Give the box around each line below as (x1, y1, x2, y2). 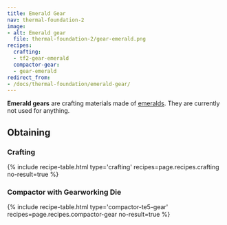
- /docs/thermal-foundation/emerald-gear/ (7, 81, 131, 87)
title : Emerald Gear (7, 10, 67, 17)
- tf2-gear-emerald (13, 55, 69, 62)
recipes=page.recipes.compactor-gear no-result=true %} (7, 211, 171, 219)
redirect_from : (7, 74, 51, 81)
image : (7, 23, 26, 30)
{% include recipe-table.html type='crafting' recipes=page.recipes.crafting (7, 162, 219, 171)
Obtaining (7, 127, 51, 138)
